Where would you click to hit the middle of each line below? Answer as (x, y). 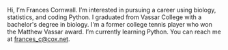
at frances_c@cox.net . (39, 39)
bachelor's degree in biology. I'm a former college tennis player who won (110, 24)
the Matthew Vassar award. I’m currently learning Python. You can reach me (114, 32)
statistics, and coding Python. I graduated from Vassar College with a (104, 17)
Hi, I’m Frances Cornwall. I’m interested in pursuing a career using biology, (112, 10)
